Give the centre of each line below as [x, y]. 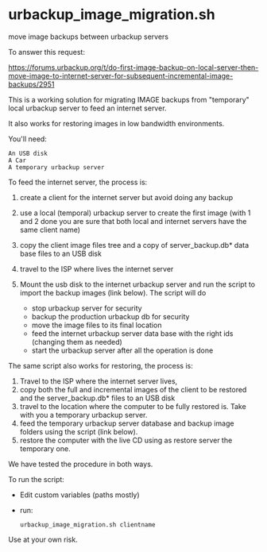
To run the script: [37, 479]
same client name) [50, 230]
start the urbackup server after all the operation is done [122, 350]
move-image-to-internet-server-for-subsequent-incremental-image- [121, 75]
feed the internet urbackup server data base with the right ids [132, 333]
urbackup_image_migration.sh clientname [87, 525]
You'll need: [28, 139]
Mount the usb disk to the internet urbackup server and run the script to [137, 284]
